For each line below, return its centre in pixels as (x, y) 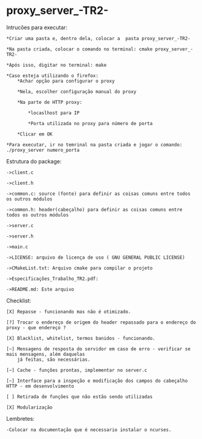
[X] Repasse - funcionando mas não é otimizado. (69, 311)
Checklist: (19, 301)
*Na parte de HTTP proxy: (50, 102)
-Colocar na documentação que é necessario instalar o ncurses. (89, 430)
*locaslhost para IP (54, 113)
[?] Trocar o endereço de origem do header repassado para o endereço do (101, 322)
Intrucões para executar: (37, 27)
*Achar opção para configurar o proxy (66, 81)
